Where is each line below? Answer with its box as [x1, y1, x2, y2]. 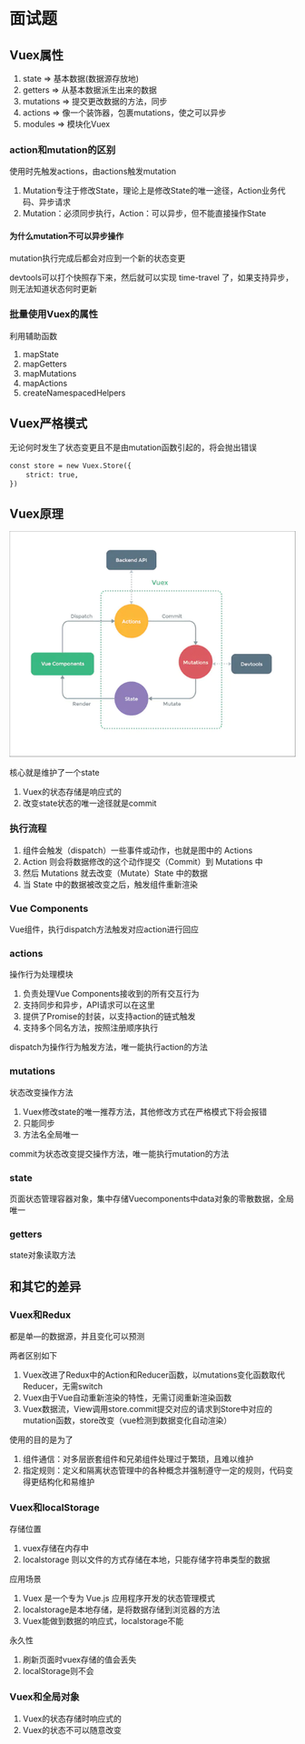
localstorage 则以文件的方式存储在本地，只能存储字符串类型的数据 [22, 1554, 271, 1565]
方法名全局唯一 [22, 1128, 79, 1139]
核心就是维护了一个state [9, 767, 100, 777]
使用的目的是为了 [9, 1434, 74, 1446]
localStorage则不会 [22, 1666, 94, 1677]
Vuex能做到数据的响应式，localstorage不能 [22, 1616, 184, 1627]
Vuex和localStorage [9, 1501, 100, 1514]
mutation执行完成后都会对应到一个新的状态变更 [9, 252, 186, 264]
